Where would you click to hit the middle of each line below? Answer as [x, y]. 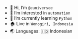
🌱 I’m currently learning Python [41, 18]
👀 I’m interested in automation [40, 13]
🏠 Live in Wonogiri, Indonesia [41, 24]
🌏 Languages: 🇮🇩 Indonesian [41, 31]
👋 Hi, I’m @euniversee [31, 8]
